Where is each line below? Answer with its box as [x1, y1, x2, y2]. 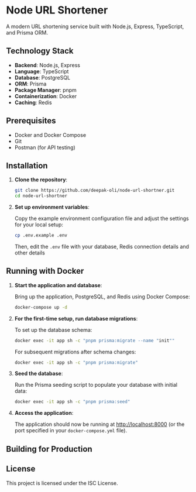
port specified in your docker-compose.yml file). [14, 427, 128, 434]
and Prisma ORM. [6, 29, 49, 36]
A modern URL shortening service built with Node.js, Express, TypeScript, [6, 23, 184, 30]
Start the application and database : [14, 281, 102, 288]
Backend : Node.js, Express [14, 61, 81, 68]
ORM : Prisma [14, 80, 47, 87]
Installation [6, 160, 48, 170]
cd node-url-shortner [14, 193, 67, 199]
